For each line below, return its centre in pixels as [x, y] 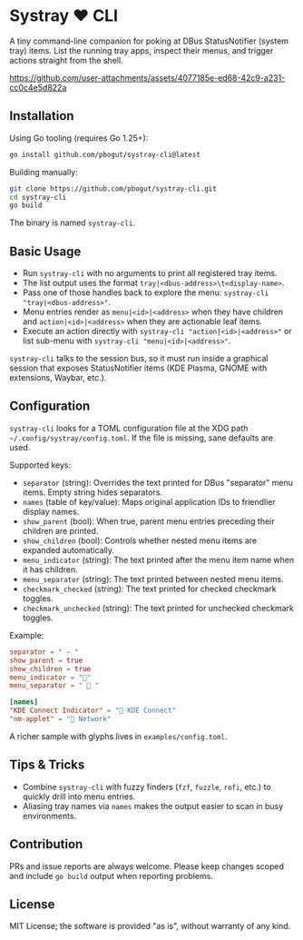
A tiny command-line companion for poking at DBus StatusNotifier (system [149, 41]
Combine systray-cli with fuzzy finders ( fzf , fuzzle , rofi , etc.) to [147, 787]
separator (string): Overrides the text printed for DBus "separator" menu [157, 482]
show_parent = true [46, 660]
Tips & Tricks [47, 765]
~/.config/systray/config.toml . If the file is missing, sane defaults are [142, 438]
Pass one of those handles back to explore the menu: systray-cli [146, 292]
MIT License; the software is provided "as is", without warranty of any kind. [150, 926]
